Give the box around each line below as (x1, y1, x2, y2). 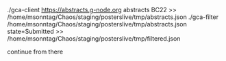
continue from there (7, 47, 64, 56)
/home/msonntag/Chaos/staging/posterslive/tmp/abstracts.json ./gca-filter (7, 13, 219, 21)
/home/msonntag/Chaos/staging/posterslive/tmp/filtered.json (7, 35, 181, 43)
